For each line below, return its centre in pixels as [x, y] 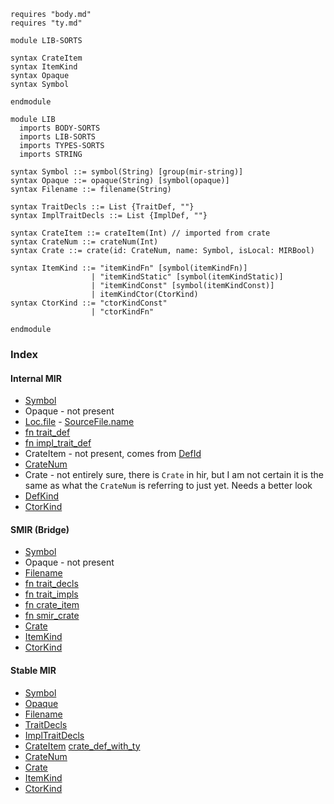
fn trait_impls [51, 594]
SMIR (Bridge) [40, 529]
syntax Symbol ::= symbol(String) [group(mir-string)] [127, 172]
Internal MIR [36, 378]
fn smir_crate [52, 616]
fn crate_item [52, 605]
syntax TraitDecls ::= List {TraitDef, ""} [102, 207]
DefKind [42, 496]
